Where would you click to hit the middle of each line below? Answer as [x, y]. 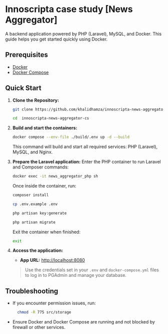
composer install [31, 195]
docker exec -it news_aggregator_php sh [55, 177]
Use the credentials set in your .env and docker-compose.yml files [92, 270]
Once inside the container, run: [44, 186]
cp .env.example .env [35, 204]
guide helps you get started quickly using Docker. [56, 39]
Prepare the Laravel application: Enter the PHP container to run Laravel [87, 162]
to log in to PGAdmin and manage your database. [76, 275]
